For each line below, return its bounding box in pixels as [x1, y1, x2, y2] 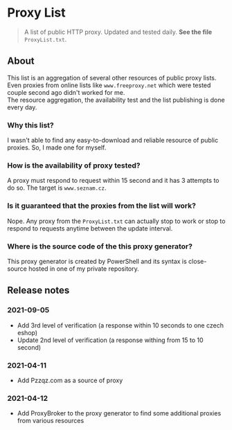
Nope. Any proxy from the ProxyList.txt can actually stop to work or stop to [7, 217, 226, 225]
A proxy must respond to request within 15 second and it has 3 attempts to [7, 177, 220, 185]
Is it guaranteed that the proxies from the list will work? [7, 201, 196, 210]
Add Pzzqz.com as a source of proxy [17, 376, 123, 384]
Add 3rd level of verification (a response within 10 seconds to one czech [17, 321, 224, 330]
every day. [7, 102, 37, 111]
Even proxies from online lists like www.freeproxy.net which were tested [7, 81, 211, 89]
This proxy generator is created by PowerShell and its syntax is [7, 257, 187, 265]
